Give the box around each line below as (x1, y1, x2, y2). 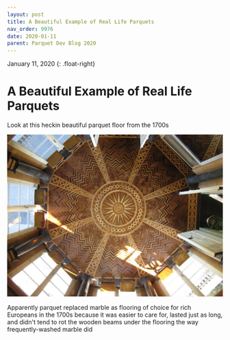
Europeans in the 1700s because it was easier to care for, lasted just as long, (7, 311, 223, 319)
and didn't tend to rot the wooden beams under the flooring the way (7, 318, 199, 326)
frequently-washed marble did (7, 326, 93, 334)
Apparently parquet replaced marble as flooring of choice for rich (7, 304, 192, 312)
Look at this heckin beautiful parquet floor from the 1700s (7, 121, 169, 130)
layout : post (7, 11, 44, 18)
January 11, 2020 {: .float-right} (7, 60, 96, 68)
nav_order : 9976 (7, 25, 53, 32)
